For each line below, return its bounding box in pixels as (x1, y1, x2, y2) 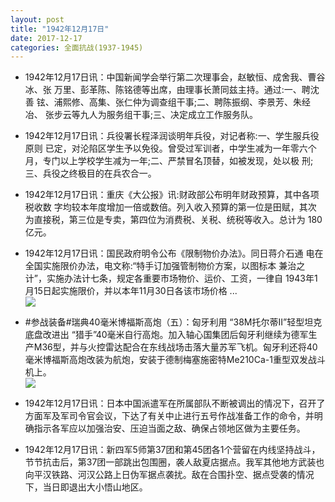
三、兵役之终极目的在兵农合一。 (24, 167, 157, 180)
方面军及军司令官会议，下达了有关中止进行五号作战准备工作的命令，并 (24, 410, 315, 422)
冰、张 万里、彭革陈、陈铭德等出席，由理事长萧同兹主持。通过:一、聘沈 (24, 84, 320, 96)
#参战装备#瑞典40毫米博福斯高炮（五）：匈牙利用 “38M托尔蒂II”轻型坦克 (24, 316, 323, 328)
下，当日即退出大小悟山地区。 (24, 481, 148, 493)
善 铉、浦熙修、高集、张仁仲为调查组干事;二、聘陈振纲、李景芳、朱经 (24, 96, 311, 108)
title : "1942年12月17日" (10, 24, 110, 34)
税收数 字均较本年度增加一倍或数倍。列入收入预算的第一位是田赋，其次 (24, 201, 317, 213)
